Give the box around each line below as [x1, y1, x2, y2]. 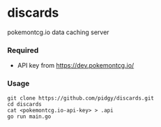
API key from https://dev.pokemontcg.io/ [17, 61, 135, 70]
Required [7, 45, 39, 55]
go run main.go [7, 113, 52, 120]
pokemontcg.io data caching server [7, 28, 109, 36]
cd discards [7, 100, 42, 107]
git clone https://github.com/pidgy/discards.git [7, 94, 155, 102]
